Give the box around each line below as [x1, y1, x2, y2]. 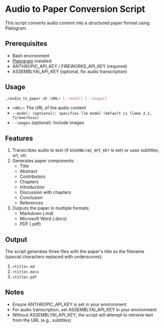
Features [5, 134, 33, 142]
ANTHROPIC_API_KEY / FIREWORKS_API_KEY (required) [12, 63, 127, 69]
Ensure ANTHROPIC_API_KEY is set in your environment [12, 301, 127, 307]
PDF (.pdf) [19, 221, 41, 227]
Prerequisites [5, 40, 47, 48]
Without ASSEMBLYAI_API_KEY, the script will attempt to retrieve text [12, 312, 153, 318]
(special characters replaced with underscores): [5, 254, 103, 260]
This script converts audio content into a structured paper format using [5, 20, 150, 26]
